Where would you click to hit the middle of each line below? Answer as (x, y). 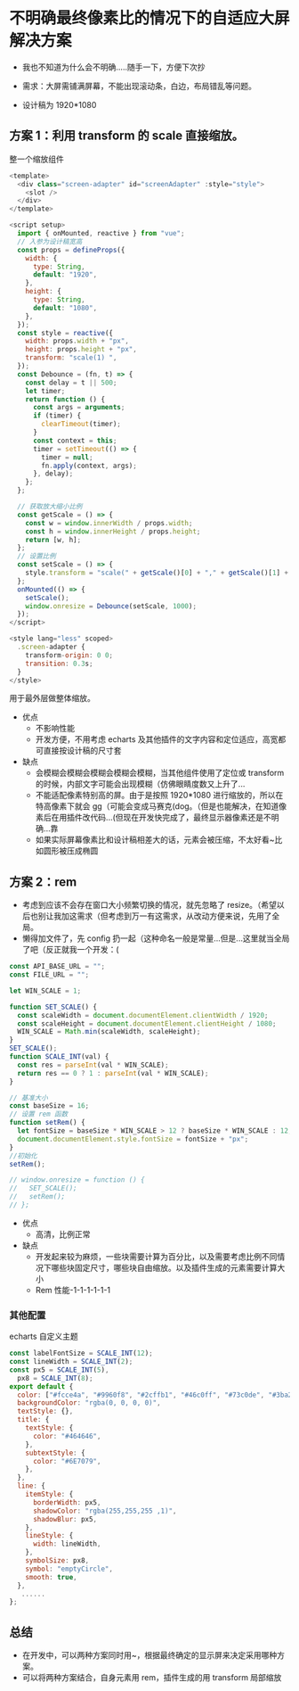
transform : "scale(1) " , (71, 358)
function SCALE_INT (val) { (59, 1057)
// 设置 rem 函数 (39, 1114)
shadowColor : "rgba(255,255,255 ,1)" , (105, 1511)
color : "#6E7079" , (67, 1461)
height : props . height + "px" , (81, 350)
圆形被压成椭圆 (71, 851)
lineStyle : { (49, 1536)
